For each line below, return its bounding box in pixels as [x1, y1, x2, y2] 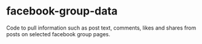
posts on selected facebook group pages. [6, 30, 111, 37]
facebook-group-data [6, 4, 118, 18]
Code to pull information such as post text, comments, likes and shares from [6, 24, 197, 31]
